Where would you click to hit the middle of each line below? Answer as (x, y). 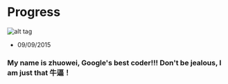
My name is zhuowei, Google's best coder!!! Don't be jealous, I (114, 62)
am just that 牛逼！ (39, 72)
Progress (34, 12)
